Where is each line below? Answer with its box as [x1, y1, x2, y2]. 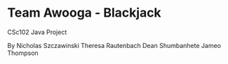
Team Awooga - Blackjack [7, 5, 161, 21]
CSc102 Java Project [7, 28, 67, 36]
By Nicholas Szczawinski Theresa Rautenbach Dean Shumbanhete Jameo [7, 41, 221, 49]
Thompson [7, 49, 39, 57]
